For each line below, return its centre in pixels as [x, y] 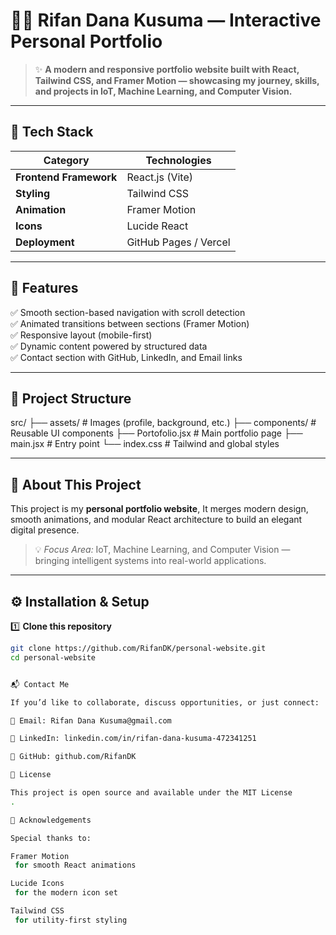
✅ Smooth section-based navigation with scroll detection [128, 312]
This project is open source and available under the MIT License [151, 793]
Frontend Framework [66, 177]
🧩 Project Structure [71, 398]
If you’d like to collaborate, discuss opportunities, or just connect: [165, 702]
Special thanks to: [51, 838]
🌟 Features [44, 288]
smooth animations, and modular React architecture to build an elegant [156, 520]
